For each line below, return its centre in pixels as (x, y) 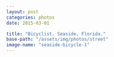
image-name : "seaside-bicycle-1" (48, 45)
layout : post (22, 12)
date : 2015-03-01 (28, 23)
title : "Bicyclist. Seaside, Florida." (56, 34)
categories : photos (31, 17)
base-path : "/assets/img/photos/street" (58, 40)
